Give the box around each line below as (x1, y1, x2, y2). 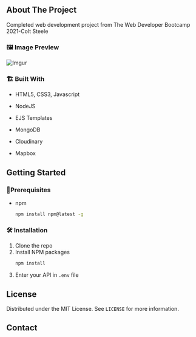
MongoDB (15, 126, 41, 133)
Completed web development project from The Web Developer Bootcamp (6, 21, 191, 28)
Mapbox (15, 150, 36, 157)
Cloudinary (15, 138, 43, 145)
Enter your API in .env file (15, 271, 79, 279)
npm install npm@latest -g (15, 211, 84, 218)
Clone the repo (15, 242, 53, 249)
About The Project (6, 5, 77, 15)
